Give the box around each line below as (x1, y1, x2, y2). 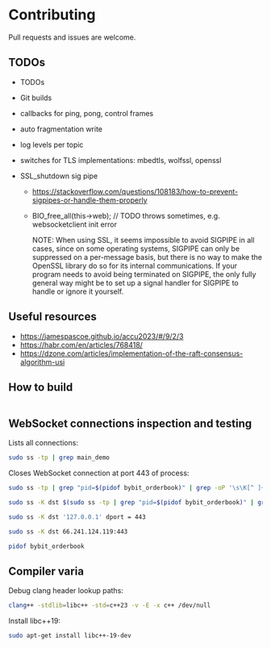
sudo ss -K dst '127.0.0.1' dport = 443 (8, 512, 147, 521)
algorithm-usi (19, 357, 65, 366)
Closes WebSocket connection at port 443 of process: (8, 468, 190, 478)
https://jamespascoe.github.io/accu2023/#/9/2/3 (19, 331, 184, 341)
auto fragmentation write (19, 123, 103, 134)
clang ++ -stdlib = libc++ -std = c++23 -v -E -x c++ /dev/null (8, 601, 211, 610)
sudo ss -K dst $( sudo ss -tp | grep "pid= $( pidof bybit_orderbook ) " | (8, 498, 254, 506)
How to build (8, 380, 73, 394)
